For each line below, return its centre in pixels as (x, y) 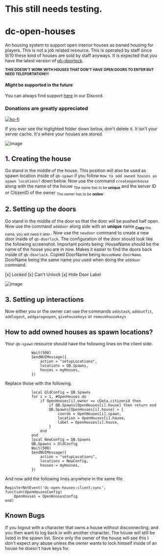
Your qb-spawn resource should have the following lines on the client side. (79, 344)
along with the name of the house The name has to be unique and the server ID (81, 187)
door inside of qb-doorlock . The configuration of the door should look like (79, 239)
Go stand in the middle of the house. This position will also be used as (76, 171)
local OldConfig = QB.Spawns (61, 393)
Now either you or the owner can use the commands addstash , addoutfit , (79, 311)
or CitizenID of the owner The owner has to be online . (55, 193)
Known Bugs (25, 516)
